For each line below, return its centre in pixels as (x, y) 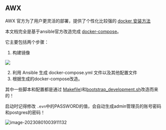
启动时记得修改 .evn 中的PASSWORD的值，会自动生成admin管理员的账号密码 (83, 106)
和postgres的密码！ (25, 112)
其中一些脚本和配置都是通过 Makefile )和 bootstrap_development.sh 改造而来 (82, 89)
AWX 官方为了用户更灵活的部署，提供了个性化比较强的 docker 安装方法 (78, 21)
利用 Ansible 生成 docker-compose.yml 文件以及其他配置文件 (75, 72)
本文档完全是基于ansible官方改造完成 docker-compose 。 (63, 31)
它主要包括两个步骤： (27, 42)
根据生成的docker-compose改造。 (47, 79)
